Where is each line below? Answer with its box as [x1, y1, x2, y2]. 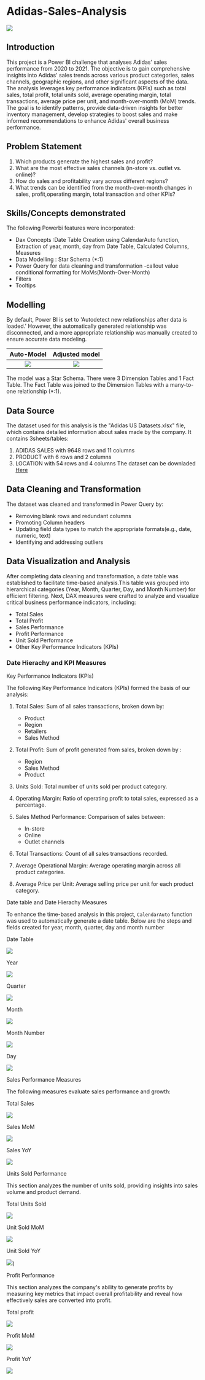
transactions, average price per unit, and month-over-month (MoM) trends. [6, 97, 196, 105]
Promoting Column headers [15, 519, 85, 526]
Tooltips [15, 282, 36, 289]
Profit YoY [6, 1355, 32, 1362]
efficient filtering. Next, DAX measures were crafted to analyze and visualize [6, 592, 199, 599]
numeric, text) [15, 532, 51, 539]
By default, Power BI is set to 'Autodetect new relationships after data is [6, 316, 187, 324]
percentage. [15, 801, 47, 808]
